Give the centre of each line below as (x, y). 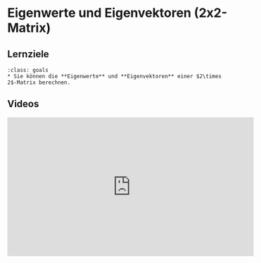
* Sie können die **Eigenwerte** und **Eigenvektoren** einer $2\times (114, 76)
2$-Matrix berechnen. (39, 82)
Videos (23, 104)
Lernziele (28, 54)
